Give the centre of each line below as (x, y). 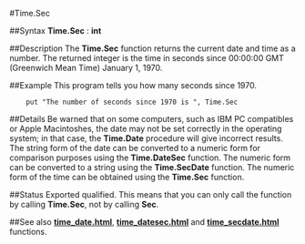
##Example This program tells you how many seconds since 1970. (133, 85)
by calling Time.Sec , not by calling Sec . (84, 204)
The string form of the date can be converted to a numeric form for (135, 148)
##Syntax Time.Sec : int (56, 30)
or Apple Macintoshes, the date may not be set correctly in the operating (146, 128)
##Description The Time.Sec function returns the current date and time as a (152, 48)
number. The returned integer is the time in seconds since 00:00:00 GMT (147, 58)
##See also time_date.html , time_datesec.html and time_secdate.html (144, 222)
